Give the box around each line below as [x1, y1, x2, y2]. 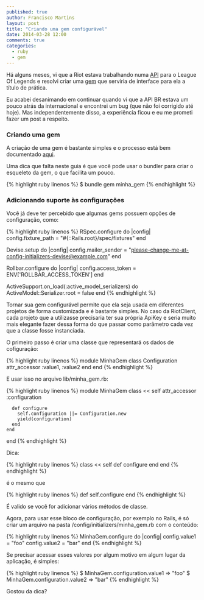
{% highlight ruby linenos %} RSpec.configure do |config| [6, 228, 151, 235]
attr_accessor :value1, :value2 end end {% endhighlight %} [6, 364, 153, 371]
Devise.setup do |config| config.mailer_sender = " [6, 246, 132, 253]
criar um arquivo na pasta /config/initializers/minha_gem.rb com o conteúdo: [6, 521, 199, 529]
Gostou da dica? [6, 588, 47, 595]
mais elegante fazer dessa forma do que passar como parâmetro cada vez [6, 320, 194, 328]
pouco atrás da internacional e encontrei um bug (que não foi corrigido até [6, 102, 194, 110]
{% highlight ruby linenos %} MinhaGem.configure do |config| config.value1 [6, 533, 196, 540]
